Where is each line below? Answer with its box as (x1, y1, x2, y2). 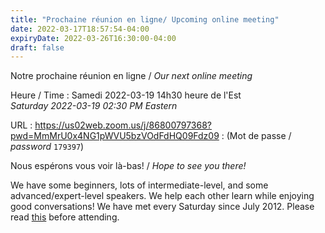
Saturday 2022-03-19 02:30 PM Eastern (10, 100, 178, 112)
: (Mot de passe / (221, 130, 292, 142)
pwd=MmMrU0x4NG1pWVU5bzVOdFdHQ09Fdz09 (10, 130, 220, 142)
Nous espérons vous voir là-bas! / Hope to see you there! (10, 160, 247, 172)
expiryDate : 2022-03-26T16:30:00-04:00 (10, 33, 177, 43)
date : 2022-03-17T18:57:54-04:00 (10, 24, 150, 34)
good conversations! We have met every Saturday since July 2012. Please (10, 201, 315, 213)
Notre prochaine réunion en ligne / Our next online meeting (10, 70, 253, 82)
